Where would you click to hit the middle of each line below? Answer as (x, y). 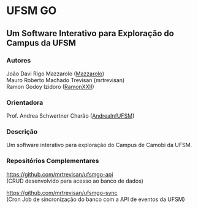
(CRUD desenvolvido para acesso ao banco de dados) (75, 181)
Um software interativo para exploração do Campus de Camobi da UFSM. (99, 145)
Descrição (22, 132)
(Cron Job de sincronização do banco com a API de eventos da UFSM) (96, 199)
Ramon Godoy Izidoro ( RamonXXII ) (50, 86)
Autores (19, 60)
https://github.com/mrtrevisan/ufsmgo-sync (62, 192)
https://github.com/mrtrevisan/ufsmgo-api (60, 174)
